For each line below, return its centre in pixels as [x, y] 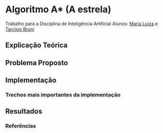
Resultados [24, 111]
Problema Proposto [37, 63]
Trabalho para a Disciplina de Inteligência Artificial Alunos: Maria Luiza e [81, 24]
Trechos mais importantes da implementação [63, 95]
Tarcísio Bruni [20, 29]
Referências [21, 126]
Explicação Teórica [36, 45]
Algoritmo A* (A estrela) [58, 9]
